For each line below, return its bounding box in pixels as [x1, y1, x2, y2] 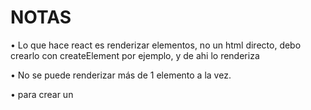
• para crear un [10, 88, 74, 100]
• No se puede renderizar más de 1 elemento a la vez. [10, 69, 232, 81]
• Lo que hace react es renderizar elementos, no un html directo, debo [10, 39, 302, 51]
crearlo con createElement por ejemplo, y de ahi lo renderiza [10, 49, 260, 61]
